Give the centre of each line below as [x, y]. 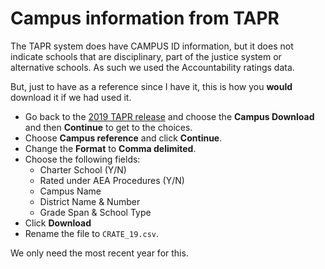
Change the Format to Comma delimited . [110, 148]
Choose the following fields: [82, 159]
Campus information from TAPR [145, 18]
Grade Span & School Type [95, 212]
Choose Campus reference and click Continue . [123, 138]
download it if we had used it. [71, 97]
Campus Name [70, 191]
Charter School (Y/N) [83, 169]
